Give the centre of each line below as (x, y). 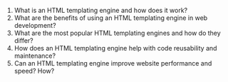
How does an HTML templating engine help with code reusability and (115, 48)
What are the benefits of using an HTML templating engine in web (111, 18)
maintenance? (35, 56)
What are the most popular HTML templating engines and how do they (117, 33)
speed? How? (34, 71)
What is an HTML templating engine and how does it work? (100, 10)
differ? (24, 41)
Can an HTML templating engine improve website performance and (113, 63)
